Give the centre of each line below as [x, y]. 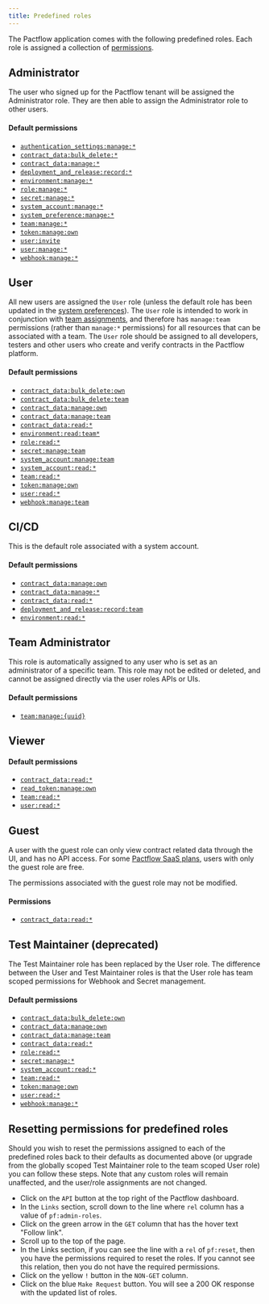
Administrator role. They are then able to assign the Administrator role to [128, 101]
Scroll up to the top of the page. [73, 1241]
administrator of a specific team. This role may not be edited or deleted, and [134, 670]
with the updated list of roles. [68, 1293]
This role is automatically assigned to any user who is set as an [113, 662]
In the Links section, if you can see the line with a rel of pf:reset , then [137, 1250]
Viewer [27, 741]
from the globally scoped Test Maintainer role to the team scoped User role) [134, 1166]
